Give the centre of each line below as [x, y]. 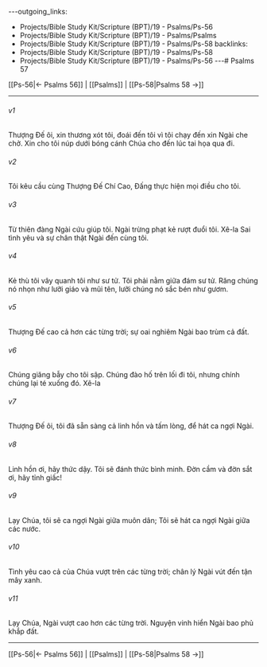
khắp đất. [24, 631]
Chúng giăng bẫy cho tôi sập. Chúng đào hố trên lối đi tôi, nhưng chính [124, 375]
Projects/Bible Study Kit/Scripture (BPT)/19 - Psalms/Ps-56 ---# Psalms [137, 60]
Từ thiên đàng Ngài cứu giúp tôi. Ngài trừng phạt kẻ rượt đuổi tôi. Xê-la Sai [130, 229]
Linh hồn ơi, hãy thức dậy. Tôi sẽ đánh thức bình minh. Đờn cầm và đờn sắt [130, 469]
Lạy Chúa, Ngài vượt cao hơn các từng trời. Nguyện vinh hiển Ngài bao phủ [131, 623]
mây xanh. [25, 580]
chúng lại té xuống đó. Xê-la [54, 383]
